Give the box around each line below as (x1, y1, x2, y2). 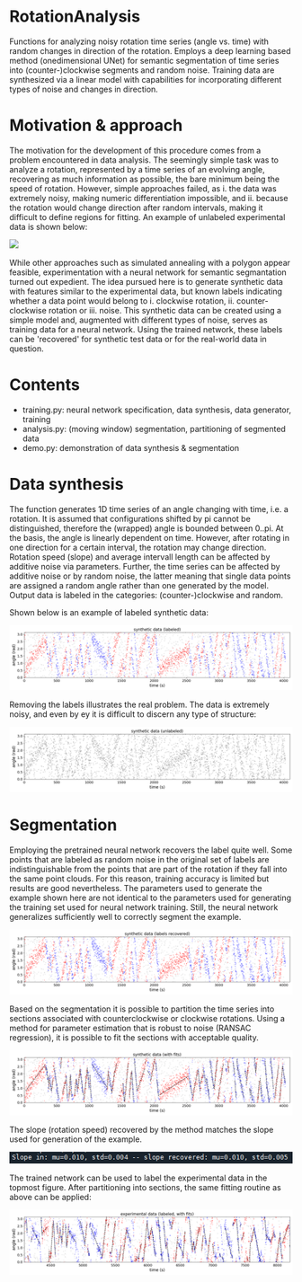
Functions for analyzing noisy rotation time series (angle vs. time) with (9, 36, 270, 47)
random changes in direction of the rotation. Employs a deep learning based (9, 45, 291, 56)
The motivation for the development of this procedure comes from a (9, 145, 262, 155)
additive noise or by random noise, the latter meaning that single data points (9, 570, 291, 581)
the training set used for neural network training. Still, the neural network (9, 902, 279, 913)
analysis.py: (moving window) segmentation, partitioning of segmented (22, 423, 286, 434)
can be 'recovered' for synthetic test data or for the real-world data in (9, 333, 267, 344)
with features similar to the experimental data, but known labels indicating (9, 286, 283, 296)
